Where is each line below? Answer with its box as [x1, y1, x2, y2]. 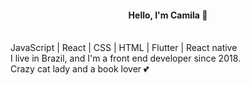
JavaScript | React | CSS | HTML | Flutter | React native [10, 42, 238, 54]
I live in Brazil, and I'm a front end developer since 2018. [10, 52, 242, 65]
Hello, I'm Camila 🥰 [128, 9, 208, 21]
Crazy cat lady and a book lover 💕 [10, 63, 150, 75]
